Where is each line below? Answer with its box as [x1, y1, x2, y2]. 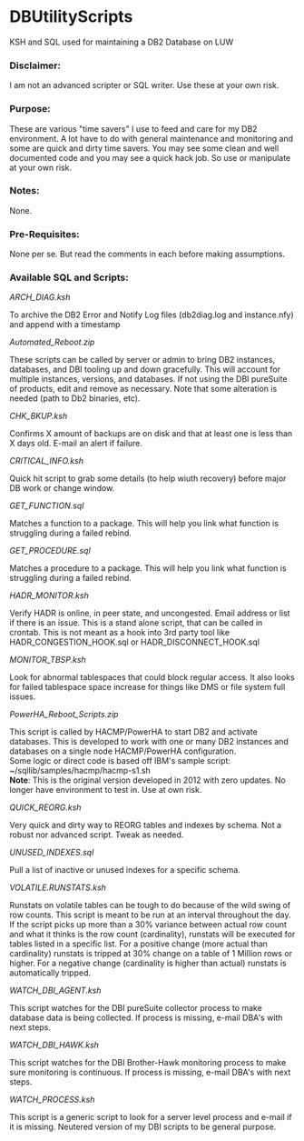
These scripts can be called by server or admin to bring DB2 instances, [9, 355, 275, 365]
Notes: [9, 185, 40, 197]
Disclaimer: [9, 59, 62, 72]
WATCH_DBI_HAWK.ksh [9, 1039, 100, 1051]
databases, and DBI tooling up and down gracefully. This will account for [9, 364, 281, 375]
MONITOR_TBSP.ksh [9, 655, 86, 666]
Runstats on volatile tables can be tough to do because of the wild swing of [9, 900, 291, 911]
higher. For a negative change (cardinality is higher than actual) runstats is [9, 957, 288, 969]
